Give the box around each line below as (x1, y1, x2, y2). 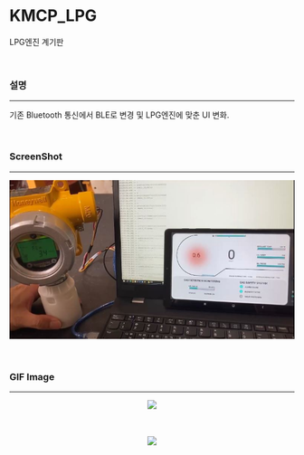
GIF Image (9, 370, 55, 383)
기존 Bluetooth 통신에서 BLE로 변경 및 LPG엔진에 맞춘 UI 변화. (9, 109, 230, 120)
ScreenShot (9, 150, 63, 163)
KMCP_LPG (9, 5, 98, 26)
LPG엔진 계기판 (9, 36, 64, 47)
